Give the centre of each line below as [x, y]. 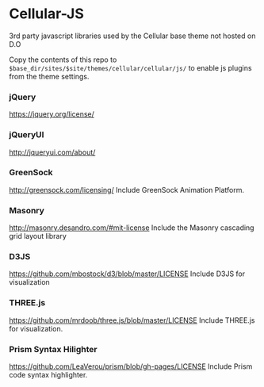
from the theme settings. [49, 76]
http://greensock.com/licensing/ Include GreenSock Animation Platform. [127, 190]
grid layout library [38, 236]
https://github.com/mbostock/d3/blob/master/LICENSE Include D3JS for [127, 274]
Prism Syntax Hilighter [53, 349]
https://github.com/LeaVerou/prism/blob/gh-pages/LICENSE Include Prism [131, 366]
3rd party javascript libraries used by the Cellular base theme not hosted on [132, 36]
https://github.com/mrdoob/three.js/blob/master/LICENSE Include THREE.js [132, 320]
